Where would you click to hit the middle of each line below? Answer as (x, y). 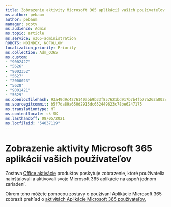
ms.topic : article (25, 33)
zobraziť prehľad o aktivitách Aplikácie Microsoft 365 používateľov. (76, 199)
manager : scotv (21, 24)
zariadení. (16, 184)
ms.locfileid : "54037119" (33, 123)
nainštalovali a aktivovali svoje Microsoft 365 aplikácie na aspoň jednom (81, 179)
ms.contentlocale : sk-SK (32, 114)
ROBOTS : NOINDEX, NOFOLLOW (34, 43)
